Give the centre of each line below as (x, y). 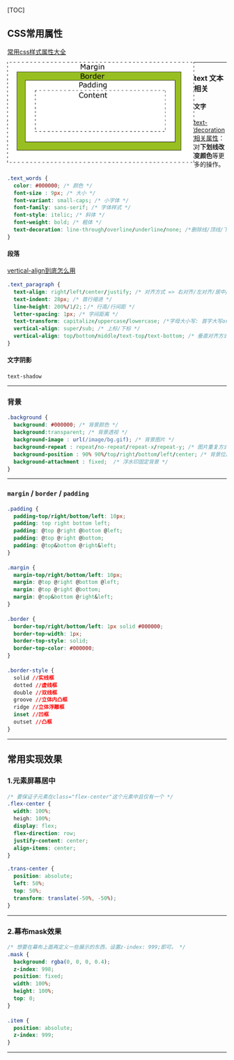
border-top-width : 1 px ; (48, 633)
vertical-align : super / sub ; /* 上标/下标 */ (77, 329)
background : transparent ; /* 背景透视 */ (71, 432)
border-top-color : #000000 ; (54, 648)
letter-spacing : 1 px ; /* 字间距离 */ (66, 314)
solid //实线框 (34, 678)
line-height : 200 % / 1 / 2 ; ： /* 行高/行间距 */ (75, 307)
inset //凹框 (31, 715)
